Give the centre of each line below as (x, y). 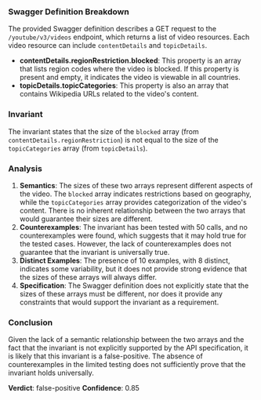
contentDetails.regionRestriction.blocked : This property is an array (130, 60)
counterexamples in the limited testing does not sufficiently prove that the (127, 365)
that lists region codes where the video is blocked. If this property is (129, 69)
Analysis (25, 169)
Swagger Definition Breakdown (69, 12)
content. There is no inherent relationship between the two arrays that (132, 210)
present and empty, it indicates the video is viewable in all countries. (130, 78)
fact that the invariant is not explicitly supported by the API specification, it (128, 348)
